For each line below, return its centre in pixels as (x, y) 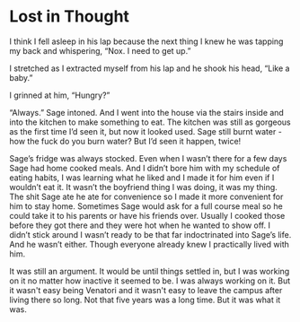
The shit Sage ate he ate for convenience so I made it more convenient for (146, 196)
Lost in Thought (70, 17)
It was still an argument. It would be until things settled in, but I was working (150, 271)
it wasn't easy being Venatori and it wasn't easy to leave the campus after (146, 290)
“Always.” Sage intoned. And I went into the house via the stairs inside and (147, 112)
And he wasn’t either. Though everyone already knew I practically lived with (150, 244)
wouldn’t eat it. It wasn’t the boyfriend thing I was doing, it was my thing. (144, 187)
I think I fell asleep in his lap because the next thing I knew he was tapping (146, 41)
